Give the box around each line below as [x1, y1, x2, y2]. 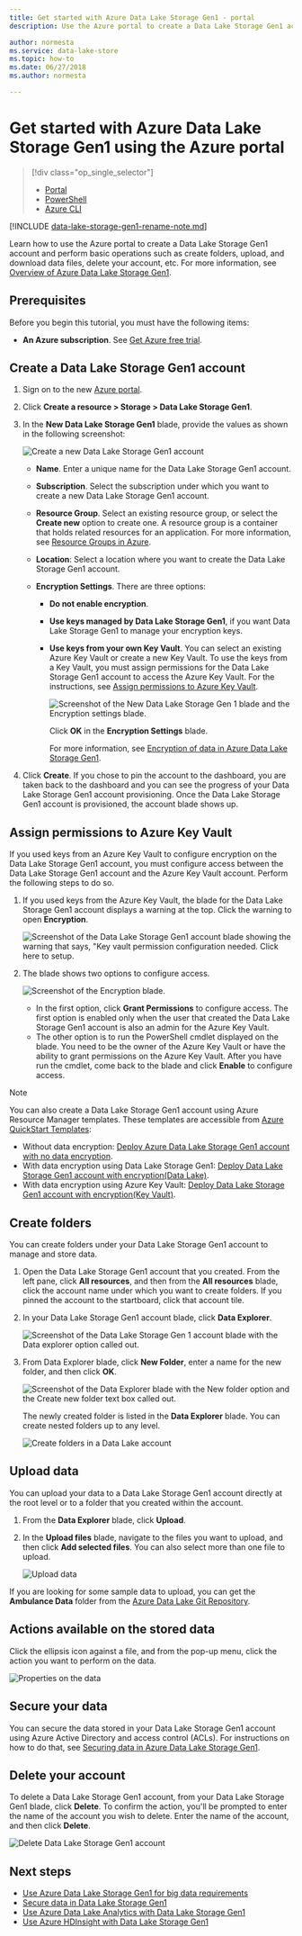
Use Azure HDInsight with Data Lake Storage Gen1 [22, 1916, 209, 1927]
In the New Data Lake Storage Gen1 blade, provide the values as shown [22, 419, 289, 430]
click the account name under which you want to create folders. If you [22, 1285, 282, 1296]
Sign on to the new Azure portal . [22, 384, 143, 395]
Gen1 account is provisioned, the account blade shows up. [22, 798, 239, 810]
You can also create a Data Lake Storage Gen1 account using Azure [9, 1104, 259, 1116]
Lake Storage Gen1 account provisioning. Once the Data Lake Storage [22, 789, 281, 800]
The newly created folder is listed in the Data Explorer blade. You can [22, 1410, 280, 1422]
